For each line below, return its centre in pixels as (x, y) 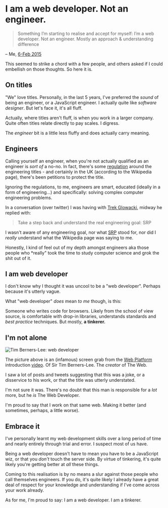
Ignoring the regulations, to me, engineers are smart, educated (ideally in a (83, 187)
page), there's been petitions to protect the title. (55, 177)
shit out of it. (18, 258)
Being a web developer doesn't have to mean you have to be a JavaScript (82, 453)
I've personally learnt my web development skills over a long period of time (83, 438)
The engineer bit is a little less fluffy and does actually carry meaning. (78, 133)
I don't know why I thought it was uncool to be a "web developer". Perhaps (83, 286)
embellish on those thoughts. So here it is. (49, 69)
